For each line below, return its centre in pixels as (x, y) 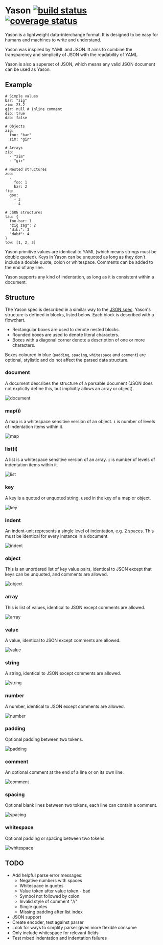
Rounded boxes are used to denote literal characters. (66, 335)
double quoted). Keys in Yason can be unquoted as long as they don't (75, 257)
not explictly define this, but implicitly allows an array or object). (70, 388)
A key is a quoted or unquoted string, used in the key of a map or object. (78, 498)
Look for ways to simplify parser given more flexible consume (74, 927)
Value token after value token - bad (55, 891)
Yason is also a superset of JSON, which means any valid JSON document (80, 64)
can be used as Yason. (28, 69)
